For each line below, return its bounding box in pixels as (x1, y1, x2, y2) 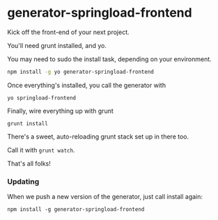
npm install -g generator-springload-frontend (7, 206, 145, 213)
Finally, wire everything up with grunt (7, 107, 114, 115)
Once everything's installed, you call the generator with (7, 81, 166, 89)
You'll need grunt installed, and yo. (7, 41, 107, 49)
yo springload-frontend (7, 94, 77, 102)
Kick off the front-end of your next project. (7, 28, 130, 36)
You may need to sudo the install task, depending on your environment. (7, 54, 212, 63)
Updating (7, 176, 40, 186)
